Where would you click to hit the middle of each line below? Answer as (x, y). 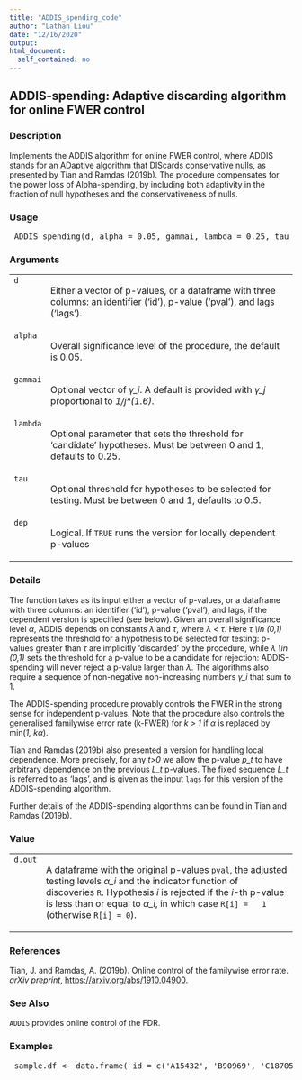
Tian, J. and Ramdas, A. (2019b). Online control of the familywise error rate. (149, 971)
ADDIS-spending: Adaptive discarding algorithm (148, 96)
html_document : (38, 51)
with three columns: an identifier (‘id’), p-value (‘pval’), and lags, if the (138, 609)
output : (24, 43)
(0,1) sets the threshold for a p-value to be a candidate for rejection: (134, 657)
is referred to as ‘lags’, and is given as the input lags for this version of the (147, 778)
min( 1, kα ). (29, 732)
